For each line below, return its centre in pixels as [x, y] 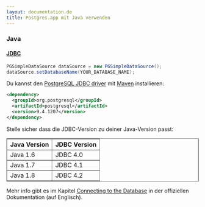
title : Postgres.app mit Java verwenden [59, 18]
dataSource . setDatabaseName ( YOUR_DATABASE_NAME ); [71, 72]
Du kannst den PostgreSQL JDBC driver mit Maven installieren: [85, 83]
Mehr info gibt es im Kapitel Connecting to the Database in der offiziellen [98, 191]
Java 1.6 [23, 155]
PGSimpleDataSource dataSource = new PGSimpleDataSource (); [85, 66]
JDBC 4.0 [69, 155]
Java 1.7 [23, 165]
